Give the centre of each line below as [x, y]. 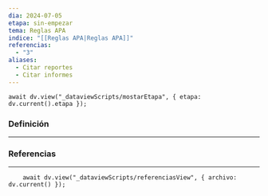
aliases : [23, 61]
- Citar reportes [44, 68]
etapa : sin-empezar [41, 23]
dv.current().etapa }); [48, 104]
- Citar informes [44, 75]
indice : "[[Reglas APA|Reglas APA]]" [71, 38]
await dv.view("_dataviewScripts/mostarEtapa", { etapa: [105, 96]
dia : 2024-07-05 [35, 16]
